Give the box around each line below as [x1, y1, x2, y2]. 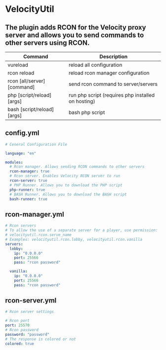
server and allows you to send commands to [5, 31, 144, 39]
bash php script [68, 109, 105, 116]
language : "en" [5, 151, 37, 156]
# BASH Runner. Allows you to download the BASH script [9, 192, 127, 197]
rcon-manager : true [9, 169, 50, 174]
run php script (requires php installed [68, 92, 155, 98]
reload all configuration [68, 62, 123, 68]
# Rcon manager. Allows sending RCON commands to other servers [9, 164, 145, 169]
